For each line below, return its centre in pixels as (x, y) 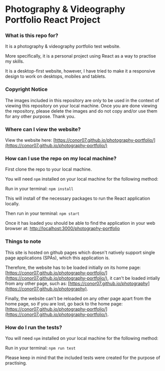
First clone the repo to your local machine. (49, 169)
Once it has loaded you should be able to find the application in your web (80, 223)
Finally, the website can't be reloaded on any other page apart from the (78, 298)
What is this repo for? (32, 36)
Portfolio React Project (53, 20)
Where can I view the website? (43, 129)
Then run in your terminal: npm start (42, 213)
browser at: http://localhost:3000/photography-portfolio (63, 228)
